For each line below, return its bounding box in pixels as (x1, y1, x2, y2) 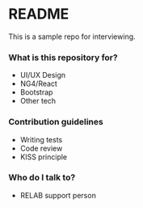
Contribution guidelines (8, 117, 103, 128)
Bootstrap (19, 87, 53, 97)
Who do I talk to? (8, 172, 76, 183)
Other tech (19, 96, 57, 106)
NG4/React (19, 79, 58, 89)
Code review (19, 143, 63, 153)
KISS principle (19, 151, 68, 162)
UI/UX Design (19, 70, 66, 80)
